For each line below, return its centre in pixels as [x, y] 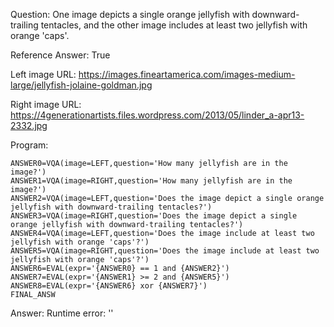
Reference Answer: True [60, 55]
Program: [29, 145]
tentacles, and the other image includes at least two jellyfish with [174, 25]
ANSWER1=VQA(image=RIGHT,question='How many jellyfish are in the [151, 181]
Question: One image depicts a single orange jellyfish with [130, 14]
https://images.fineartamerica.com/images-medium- [187, 74]
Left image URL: [43, 74]
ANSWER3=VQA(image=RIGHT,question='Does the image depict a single [154, 216]
